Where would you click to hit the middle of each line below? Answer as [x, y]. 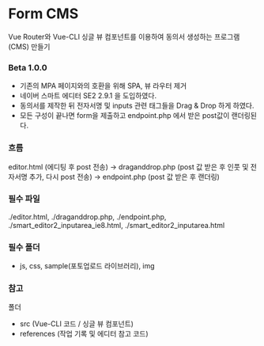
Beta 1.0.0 [28, 67]
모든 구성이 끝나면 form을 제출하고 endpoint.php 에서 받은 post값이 [124, 116]
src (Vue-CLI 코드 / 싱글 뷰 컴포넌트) [77, 324]
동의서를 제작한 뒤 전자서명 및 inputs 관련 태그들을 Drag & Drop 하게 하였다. [137, 106]
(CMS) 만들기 [29, 46]
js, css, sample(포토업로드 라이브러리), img [87, 266]
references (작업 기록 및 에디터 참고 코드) [84, 334]
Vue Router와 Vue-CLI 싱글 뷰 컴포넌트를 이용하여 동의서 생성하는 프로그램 [124, 36]
